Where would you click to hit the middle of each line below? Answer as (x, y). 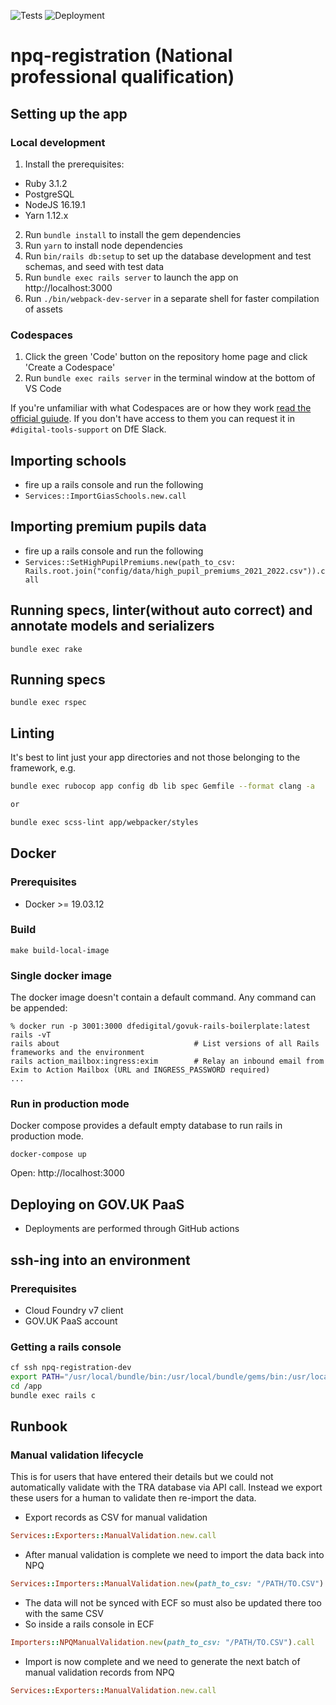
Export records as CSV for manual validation (116, 1517)
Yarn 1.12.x (46, 215)
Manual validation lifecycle (77, 1455)
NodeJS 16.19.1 (55, 204)
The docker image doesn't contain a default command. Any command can (163, 997)
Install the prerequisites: (74, 164)
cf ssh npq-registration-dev (71, 1368)
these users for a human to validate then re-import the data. (133, 1498)
